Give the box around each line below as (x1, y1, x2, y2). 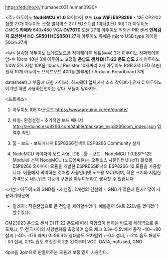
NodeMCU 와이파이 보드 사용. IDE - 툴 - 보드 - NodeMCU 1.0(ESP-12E (12, 151, 152, 156)
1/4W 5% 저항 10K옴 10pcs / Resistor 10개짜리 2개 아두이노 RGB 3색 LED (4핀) (5, 62, 162, 68)
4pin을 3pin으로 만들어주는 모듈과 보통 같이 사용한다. (5, 249, 109, 255)
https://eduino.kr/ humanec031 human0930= (5, 4, 98, 10)
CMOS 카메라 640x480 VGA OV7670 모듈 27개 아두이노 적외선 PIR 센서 (5, 27, 149, 33)
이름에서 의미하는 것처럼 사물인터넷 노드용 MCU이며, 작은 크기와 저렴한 (23, 169, 161, 175)
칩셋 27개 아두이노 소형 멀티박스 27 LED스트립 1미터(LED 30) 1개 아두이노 (5, 21, 149, 26)
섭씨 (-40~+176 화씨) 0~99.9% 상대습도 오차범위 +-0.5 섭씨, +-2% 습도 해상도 (5, 233, 161, 238)
